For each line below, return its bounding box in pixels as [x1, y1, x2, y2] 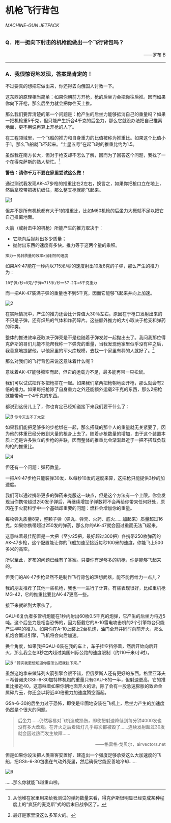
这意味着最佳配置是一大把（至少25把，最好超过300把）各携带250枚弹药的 [5, 533, 161, 539]
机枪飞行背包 [5, 5, 60, 16]
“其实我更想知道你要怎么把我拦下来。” [14, 660, 81, 666]
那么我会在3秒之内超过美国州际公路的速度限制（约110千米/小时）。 [14, 650, 152, 656]
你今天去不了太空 [14, 415, 45, 420]
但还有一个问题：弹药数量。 [5, 464, 64, 470]
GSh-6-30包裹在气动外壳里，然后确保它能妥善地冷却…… [18, 759, 137, 765]
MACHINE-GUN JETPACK [5, 22, 60, 28]
